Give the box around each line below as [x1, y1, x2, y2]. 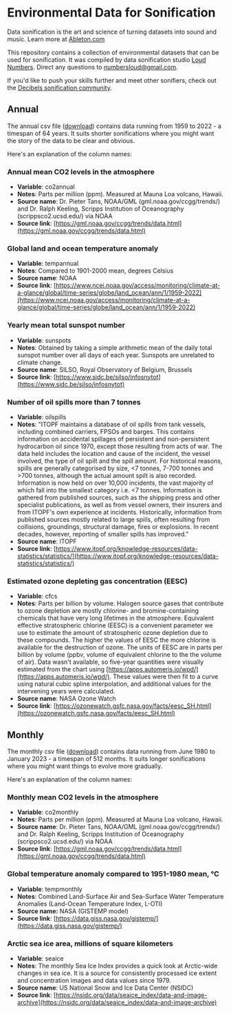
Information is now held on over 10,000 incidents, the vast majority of [16, 479, 214, 487]
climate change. [16, 358, 63, 366]
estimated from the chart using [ [16, 665, 109, 673]
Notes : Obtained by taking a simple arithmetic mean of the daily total [16, 343, 212, 352]
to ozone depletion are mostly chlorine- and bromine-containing [16, 607, 199, 615]
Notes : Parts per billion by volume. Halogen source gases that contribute [16, 599, 224, 607]
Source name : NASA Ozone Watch [16, 694, 116, 703]
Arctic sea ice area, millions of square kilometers [7, 939, 173, 948]
